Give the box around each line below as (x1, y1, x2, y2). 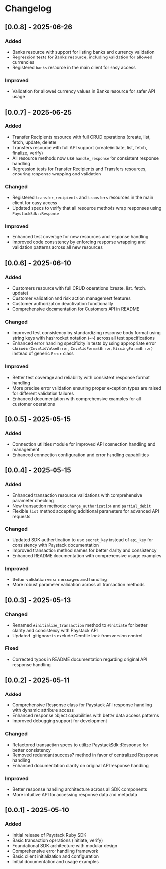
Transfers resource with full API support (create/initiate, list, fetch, (12, 144, 147, 150)
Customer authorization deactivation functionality (12, 301, 114, 307)
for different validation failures (12, 390, 74, 396)
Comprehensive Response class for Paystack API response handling (12, 702, 152, 708)
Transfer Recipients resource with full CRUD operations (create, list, (12, 134, 151, 140)
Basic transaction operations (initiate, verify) (12, 837, 103, 843)
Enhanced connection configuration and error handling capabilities (12, 452, 149, 458)
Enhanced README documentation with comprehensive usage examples (12, 553, 162, 559)
